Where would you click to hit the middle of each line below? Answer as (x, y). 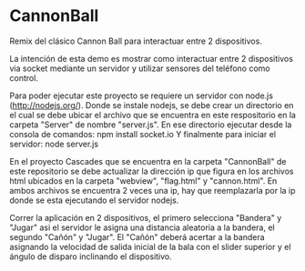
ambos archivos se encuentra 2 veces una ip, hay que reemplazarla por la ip (152, 190)
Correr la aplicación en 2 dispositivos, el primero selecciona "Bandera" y (146, 217)
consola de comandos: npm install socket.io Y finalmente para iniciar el (142, 134)
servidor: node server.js (54, 144)
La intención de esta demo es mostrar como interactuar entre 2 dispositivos (152, 58)
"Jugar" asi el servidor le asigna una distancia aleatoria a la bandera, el (142, 227)
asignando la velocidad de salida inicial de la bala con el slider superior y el (150, 246)
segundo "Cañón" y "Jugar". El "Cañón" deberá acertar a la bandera (137, 236)
